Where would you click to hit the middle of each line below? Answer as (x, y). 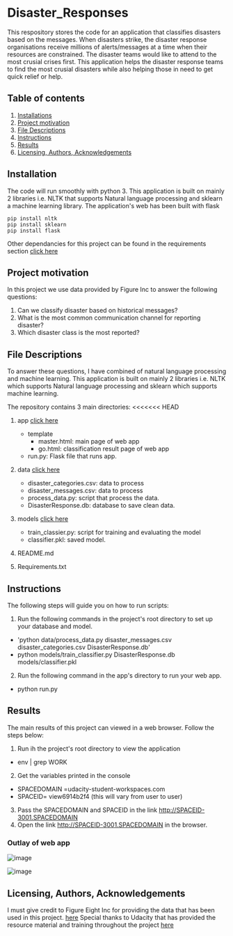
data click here (39, 470)
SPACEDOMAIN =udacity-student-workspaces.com (91, 789)
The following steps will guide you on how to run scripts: (88, 605)
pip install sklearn (37, 224)
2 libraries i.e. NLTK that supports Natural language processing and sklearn (115, 198)
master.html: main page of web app (89, 442)
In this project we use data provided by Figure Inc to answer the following (112, 290)
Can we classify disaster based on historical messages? (97, 311)
